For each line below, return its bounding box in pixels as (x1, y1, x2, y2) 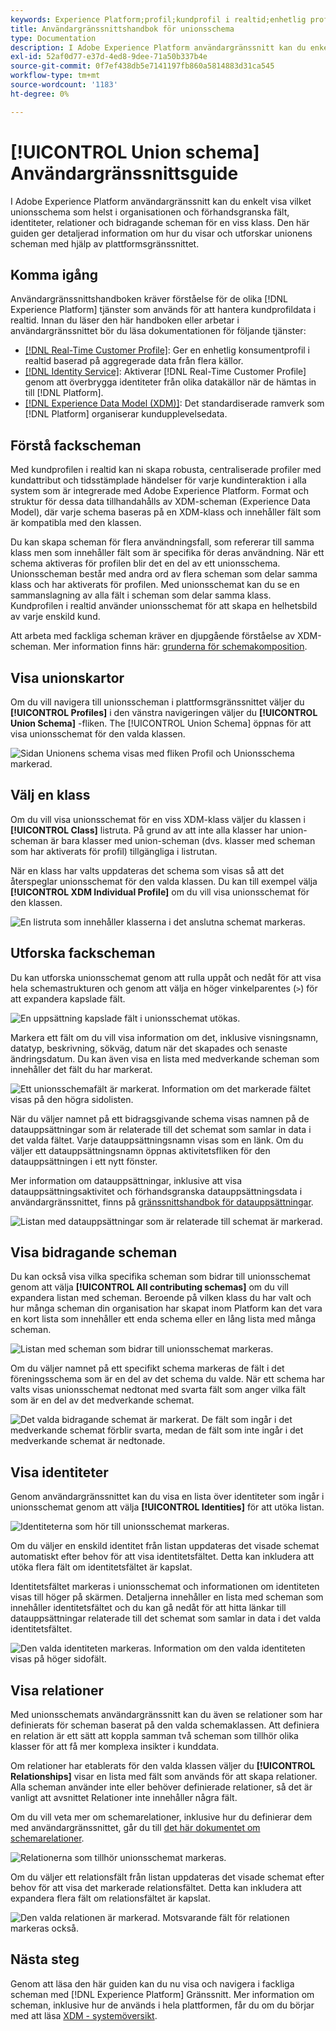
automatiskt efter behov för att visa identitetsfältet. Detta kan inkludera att (10, 1551, 315, 1563)
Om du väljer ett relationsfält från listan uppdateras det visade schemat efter (10, 1871, 325, 1883)
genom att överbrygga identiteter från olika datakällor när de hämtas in (24, 376, 317, 388)
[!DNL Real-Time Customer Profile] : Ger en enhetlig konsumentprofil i (24, 344, 311, 356)
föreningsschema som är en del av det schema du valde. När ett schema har (10, 1373, 325, 1385)
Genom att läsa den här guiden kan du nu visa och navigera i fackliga (10, 1977, 295, 1990)
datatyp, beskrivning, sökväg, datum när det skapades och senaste (10, 1042, 288, 1054)
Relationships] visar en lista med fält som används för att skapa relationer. (10, 1771, 318, 1783)
